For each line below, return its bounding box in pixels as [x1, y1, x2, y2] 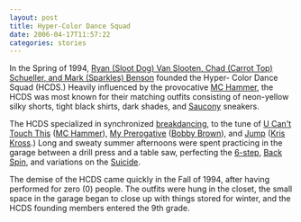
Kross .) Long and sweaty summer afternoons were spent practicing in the [9, 138, 283, 148]
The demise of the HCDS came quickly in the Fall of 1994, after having [9, 174, 270, 185]
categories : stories [9, 38, 87, 48]
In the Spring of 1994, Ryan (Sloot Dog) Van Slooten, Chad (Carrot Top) [9, 63, 273, 74]
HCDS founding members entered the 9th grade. [9, 203, 191, 214]
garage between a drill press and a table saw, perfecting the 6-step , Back [9, 147, 282, 158]
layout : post [9, 13, 59, 22]
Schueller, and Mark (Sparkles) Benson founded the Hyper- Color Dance [9, 73, 278, 84]
